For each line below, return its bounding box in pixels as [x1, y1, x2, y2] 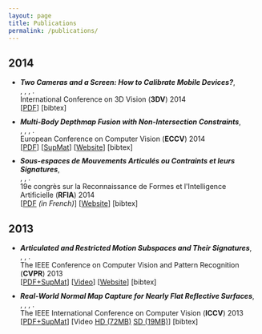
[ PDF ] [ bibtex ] [19, 103, 67, 113]
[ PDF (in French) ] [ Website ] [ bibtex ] [19, 199, 139, 208]
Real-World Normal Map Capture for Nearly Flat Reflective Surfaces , [19, 291, 255, 300]
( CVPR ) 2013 [19, 269, 63, 278]
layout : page [8, 11, 52, 20]
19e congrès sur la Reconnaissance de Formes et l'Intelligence [19, 182, 227, 191]
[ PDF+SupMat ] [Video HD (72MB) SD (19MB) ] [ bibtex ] [19, 316, 199, 326]
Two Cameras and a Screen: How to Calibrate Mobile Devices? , [19, 78, 236, 87]
